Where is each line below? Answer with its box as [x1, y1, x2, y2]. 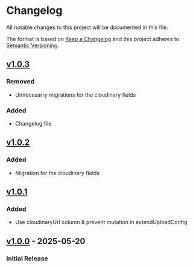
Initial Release [6, 254, 48, 263]
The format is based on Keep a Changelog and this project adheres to [6, 35, 180, 42]
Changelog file [14, 120, 52, 127]
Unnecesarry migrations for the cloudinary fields [14, 91, 136, 98]
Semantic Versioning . [6, 42, 59, 49]
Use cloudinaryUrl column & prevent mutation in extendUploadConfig [14, 219, 188, 226]
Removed [6, 77, 35, 86]
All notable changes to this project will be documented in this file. [6, 24, 169, 31]
